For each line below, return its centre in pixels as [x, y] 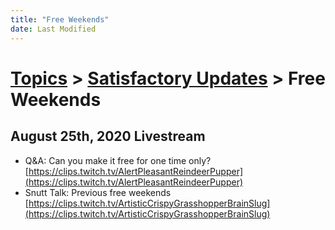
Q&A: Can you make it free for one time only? [118, 160]
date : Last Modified [53, 29]
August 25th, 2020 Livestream [108, 136]
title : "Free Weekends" [60, 19]
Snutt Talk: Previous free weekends [98, 192]
